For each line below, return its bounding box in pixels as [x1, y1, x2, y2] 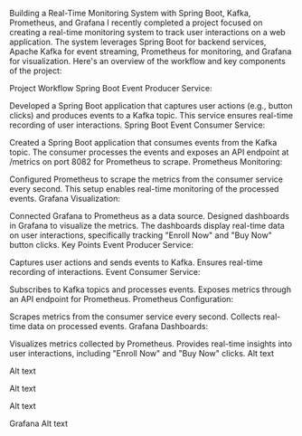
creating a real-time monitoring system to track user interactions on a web [9, 27, 287, 37]
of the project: [9, 65, 62, 76]
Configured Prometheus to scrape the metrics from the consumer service [9, 174, 283, 185]
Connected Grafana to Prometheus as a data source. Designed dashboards [9, 211, 289, 221]
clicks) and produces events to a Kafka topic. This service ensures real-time [9, 110, 294, 120]
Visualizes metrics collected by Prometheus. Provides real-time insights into [9, 338, 292, 349]
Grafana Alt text [9, 418, 69, 429]
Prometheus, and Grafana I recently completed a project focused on [9, 17, 263, 28]
